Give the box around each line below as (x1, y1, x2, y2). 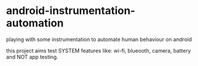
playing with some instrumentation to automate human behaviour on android (6, 36, 192, 43)
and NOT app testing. (6, 53, 59, 60)
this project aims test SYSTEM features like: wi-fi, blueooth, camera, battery (6, 47, 191, 54)
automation (6, 16, 64, 30)
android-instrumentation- (6, 4, 136, 18)
